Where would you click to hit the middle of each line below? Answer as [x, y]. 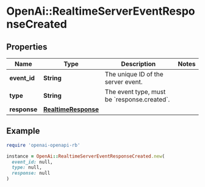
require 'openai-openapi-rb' [43, 145]
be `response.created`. [137, 99]
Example [23, 131]
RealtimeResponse [71, 109]
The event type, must [135, 92]
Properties [27, 47]
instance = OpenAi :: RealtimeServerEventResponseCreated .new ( [86, 156]
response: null [31, 173]
